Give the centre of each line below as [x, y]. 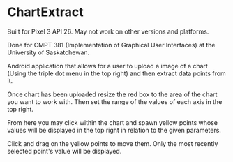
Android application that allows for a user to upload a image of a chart [107, 66]
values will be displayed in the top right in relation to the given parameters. [114, 130]
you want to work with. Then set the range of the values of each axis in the [115, 101]
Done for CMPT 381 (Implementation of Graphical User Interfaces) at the [111, 45]
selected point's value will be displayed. [65, 151]
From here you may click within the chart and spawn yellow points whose [113, 122]
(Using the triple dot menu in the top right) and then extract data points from [117, 73]
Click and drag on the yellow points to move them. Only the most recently [113, 143]
